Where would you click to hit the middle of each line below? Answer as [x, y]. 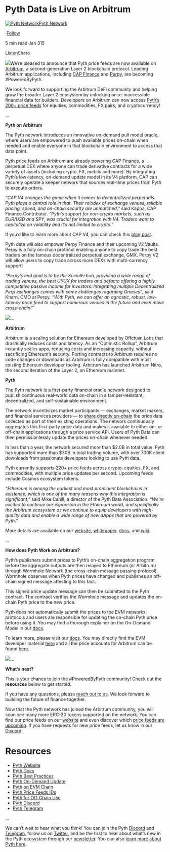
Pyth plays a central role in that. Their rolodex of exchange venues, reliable [84, 203]
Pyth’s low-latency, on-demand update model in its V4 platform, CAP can [81, 177]
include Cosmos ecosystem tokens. [42, 478]
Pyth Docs [23, 770]
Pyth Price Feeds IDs [34, 792]
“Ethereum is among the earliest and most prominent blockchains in [76, 488]
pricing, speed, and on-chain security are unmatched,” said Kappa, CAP [81, 208]
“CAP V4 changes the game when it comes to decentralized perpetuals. [80, 197]
